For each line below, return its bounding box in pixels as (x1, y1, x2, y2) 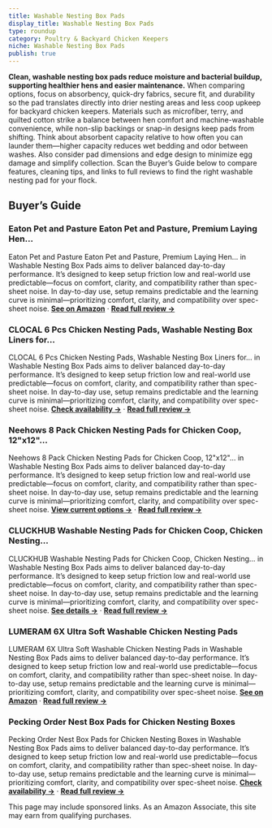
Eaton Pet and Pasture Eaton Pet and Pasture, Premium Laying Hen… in (8, 252, 246, 261)
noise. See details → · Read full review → (28, 606, 168, 615)
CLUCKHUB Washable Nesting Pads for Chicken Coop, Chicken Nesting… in (8, 554, 264, 563)
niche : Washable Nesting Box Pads (8, 42, 126, 50)
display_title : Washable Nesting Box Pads (8, 19, 154, 28)
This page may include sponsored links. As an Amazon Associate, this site (8, 802, 257, 812)
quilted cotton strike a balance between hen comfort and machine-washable (8, 115, 265, 124)
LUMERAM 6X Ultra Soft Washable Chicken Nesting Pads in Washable (8, 644, 244, 653)
